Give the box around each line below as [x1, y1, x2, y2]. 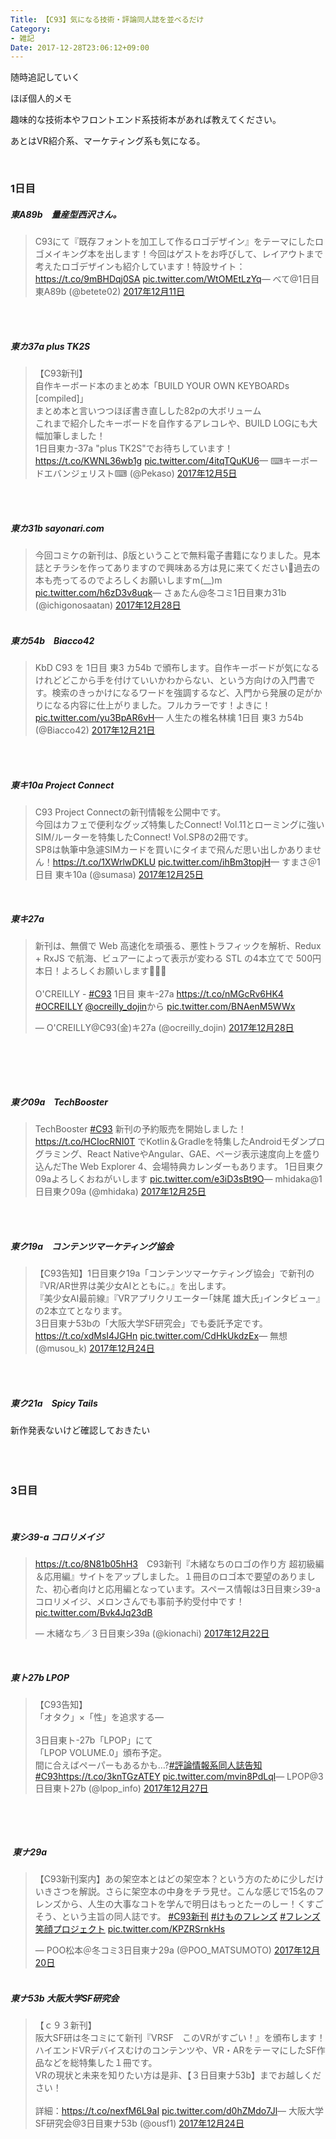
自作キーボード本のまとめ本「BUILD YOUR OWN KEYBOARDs [34, 380, 290, 392]
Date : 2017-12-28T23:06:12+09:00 [10, 42, 150, 53]
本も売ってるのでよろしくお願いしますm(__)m [34, 574, 223, 586]
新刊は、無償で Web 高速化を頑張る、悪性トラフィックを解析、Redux [34, 939, 322, 951]
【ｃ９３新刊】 [34, 2019, 97, 2031]
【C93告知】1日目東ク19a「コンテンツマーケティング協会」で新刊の [34, 1267, 315, 1279]
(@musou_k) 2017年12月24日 [34, 1342, 155, 1354]
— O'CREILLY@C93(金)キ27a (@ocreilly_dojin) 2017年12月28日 [34, 1021, 295, 1033]
